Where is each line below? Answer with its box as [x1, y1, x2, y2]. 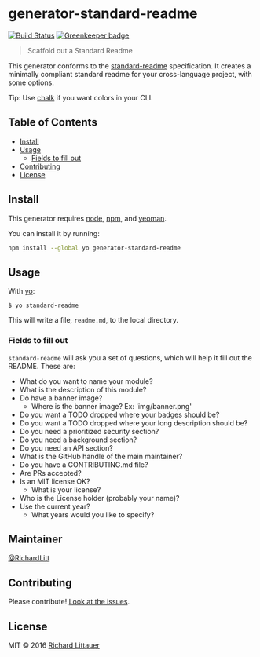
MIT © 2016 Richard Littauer [8, 641, 101, 650]
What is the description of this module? [19, 385, 147, 394]
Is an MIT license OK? [19, 476, 90, 486]
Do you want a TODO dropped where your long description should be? [19, 418, 248, 428]
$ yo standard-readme [8, 301, 79, 310]
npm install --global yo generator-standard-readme [8, 244, 181, 252]
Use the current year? [19, 502, 90, 511]
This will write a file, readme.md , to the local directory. [8, 316, 179, 325]
